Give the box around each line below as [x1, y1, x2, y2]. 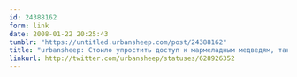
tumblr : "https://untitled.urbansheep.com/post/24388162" [9, 37, 227, 47]
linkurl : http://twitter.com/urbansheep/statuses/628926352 [9, 54, 236, 63]
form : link [9, 21, 49, 30]
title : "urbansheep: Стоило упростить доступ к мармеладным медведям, [9, 46, 275, 55]
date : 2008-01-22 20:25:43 [9, 29, 109, 38]
